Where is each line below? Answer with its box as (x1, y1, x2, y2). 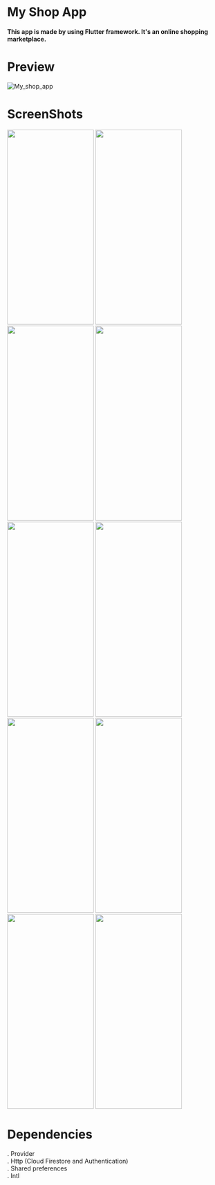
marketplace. (7, 35, 47, 43)
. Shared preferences (7, 1164, 68, 1173)
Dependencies (7, 1126, 93, 1142)
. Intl (7, 1171, 19, 1179)
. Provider (7, 1149, 35, 1157)
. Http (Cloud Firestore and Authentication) (7, 1157, 129, 1165)
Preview (7, 59, 55, 75)
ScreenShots (7, 106, 83, 122)
